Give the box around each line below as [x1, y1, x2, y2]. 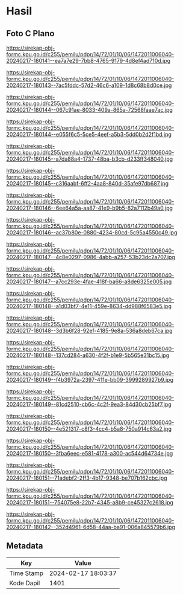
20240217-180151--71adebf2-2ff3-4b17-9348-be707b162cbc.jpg [6, 474, 167, 481]
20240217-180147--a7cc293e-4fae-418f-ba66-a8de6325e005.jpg [6, 278, 172, 285]
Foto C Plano [6, 28, 55, 39]
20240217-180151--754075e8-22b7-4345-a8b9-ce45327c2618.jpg [6, 499, 173, 506]
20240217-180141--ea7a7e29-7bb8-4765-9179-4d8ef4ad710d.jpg [6, 57, 170, 64]
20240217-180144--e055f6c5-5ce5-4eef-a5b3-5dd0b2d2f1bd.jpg [6, 131, 172, 138]
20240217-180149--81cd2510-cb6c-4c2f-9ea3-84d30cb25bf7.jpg [6, 400, 172, 408]
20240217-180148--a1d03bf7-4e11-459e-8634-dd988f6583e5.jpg [6, 303, 172, 309]
